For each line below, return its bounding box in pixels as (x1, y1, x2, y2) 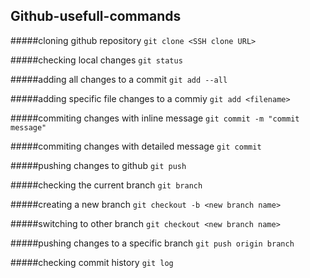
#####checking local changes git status (10, 54, 183, 66)
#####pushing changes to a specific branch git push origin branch (10, 237, 295, 249)
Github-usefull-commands (10, 8, 182, 25)
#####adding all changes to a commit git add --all (10, 73, 228, 85)
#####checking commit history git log (10, 256, 174, 268)
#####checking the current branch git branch (10, 179, 203, 191)
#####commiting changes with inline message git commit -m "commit (10, 112, 300, 124)
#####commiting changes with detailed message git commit (10, 140, 262, 152)
